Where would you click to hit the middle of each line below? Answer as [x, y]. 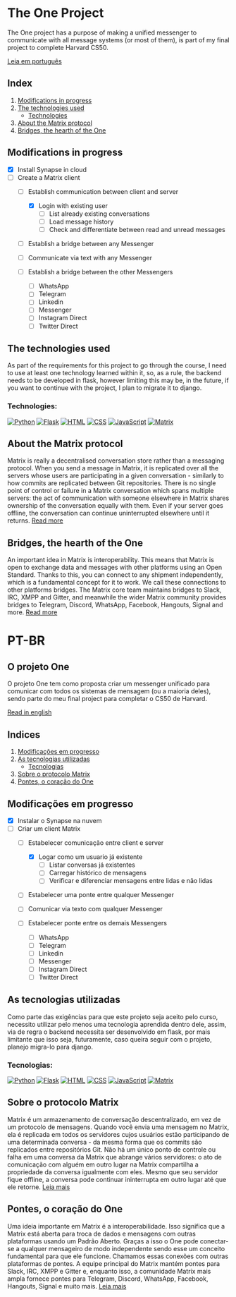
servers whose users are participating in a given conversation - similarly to [116, 476]
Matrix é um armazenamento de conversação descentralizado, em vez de [114, 1119]
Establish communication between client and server [103, 191]
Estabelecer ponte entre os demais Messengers [98, 923]
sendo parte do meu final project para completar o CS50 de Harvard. [107, 699]
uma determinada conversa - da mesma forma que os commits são [105, 1142]
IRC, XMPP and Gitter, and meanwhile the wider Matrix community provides [117, 597]
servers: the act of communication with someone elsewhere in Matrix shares [118, 498]
